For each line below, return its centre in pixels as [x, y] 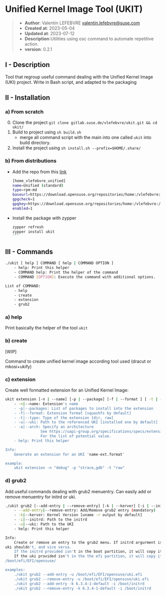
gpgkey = [20, 204]
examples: [15, 570]
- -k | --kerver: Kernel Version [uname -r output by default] [78, 515]
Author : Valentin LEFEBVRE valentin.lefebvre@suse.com [82, 23]
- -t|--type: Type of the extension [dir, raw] [64, 418]
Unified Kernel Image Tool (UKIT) [74, 9]
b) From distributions [31, 161]
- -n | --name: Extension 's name [46, 404]
